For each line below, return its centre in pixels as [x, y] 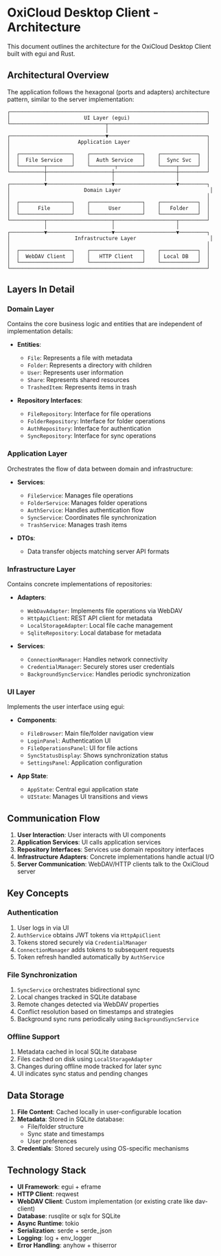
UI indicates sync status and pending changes [82, 1074]
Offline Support [34, 1037]
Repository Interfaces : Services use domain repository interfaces [110, 850]
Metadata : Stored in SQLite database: [71, 1119]
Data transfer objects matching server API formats [98, 551]
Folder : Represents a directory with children [90, 365]
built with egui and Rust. [41, 54]
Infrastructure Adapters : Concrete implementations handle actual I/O [116, 857]
